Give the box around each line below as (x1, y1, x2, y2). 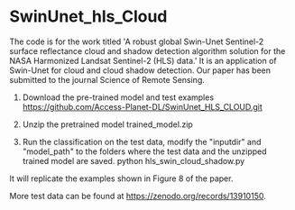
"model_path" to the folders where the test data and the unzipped (22, 146, 268, 157)
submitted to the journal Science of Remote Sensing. (9, 74, 206, 85)
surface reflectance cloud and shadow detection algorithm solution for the (9, 45, 286, 56)
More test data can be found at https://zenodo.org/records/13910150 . (9, 190, 266, 201)
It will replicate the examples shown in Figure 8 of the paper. (9, 173, 234, 184)
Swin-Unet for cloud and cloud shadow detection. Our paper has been (9, 65, 271, 76)
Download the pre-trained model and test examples (22, 92, 215, 103)
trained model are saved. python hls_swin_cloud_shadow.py (22, 155, 245, 166)
